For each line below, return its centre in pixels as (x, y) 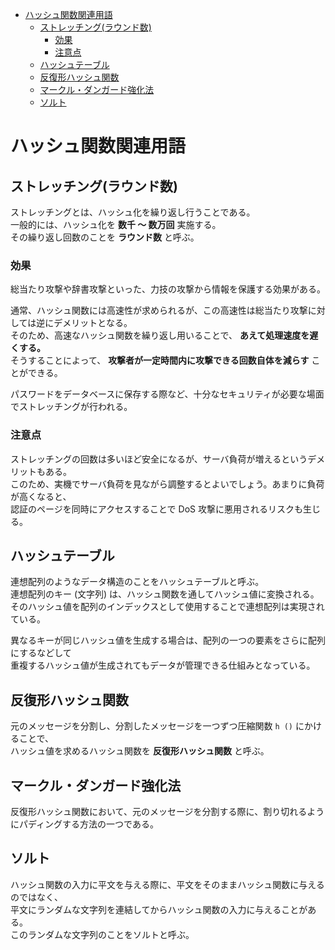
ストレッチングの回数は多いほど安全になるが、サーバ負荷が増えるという (159, 459)
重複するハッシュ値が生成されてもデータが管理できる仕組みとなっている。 (163, 665)
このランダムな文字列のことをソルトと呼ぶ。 (102, 934)
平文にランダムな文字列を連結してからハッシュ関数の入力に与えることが (159, 909)
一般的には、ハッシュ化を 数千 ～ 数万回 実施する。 (116, 224)
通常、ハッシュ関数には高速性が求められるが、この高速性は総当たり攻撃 (159, 310)
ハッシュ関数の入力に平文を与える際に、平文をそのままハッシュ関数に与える (167, 884)
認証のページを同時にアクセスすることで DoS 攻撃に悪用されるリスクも (156, 509)
